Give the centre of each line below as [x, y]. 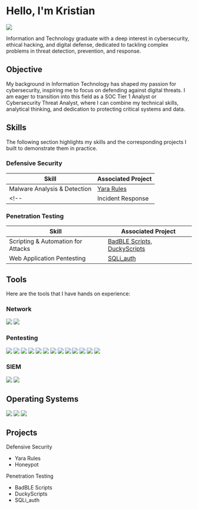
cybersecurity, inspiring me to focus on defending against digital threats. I [96, 90]
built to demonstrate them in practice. [52, 148]
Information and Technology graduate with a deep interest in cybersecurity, [98, 38]
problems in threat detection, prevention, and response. [74, 51]
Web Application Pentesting [47, 259]
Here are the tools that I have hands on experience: [68, 294]
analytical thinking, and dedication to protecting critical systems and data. [96, 109]
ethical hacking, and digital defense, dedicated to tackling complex [88, 44]
